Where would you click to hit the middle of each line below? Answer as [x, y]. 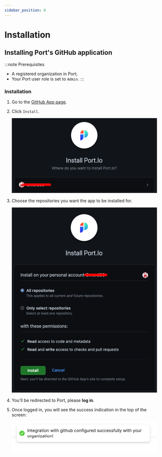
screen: [19, 415]
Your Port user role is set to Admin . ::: [48, 79]
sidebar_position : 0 [25, 10]
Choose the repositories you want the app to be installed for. [72, 201]
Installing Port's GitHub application [59, 53]
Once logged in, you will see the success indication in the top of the [79, 410]
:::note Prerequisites [24, 64]
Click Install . [25, 111]
